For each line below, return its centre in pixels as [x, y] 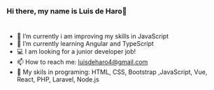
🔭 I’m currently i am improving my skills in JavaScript [93, 36]
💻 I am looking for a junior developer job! [76, 52]
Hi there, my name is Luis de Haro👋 [67, 11]
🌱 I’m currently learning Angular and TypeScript [85, 44]
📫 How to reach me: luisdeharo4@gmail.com [82, 62]
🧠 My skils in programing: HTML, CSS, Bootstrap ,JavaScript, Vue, [112, 72]
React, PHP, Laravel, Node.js [58, 80]
